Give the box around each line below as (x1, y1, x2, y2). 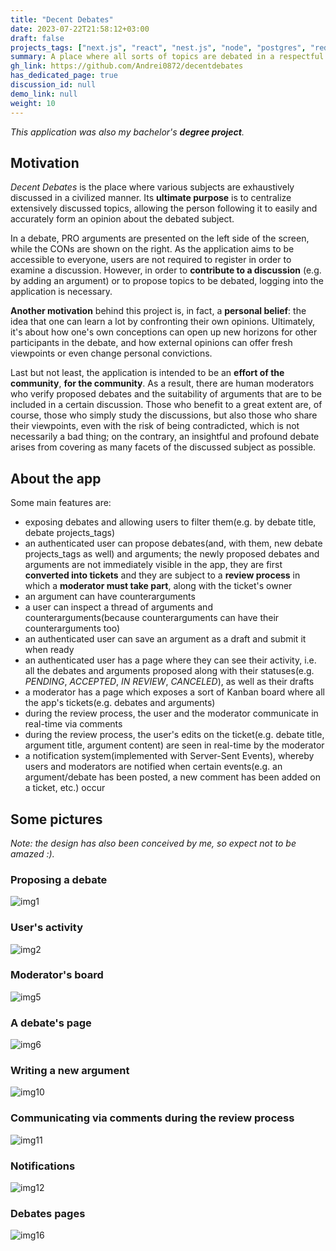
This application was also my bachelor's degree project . (10, 126, 245, 138)
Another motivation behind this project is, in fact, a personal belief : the (10, 305, 307, 317)
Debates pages (10, 1206, 86, 1220)
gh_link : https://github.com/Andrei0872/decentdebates (10, 61, 244, 71)
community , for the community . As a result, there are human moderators (10, 377, 315, 390)
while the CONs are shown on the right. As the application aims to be (10, 243, 295, 255)
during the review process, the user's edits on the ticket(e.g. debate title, (24, 729, 325, 741)
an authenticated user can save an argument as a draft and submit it (24, 633, 307, 645)
